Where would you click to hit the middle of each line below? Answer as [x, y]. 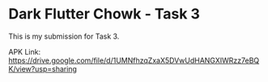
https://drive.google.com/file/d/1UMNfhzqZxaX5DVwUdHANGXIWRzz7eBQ [134, 60]
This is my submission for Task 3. [64, 36]
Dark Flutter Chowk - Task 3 [104, 14]
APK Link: [25, 51]
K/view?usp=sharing [43, 68]
